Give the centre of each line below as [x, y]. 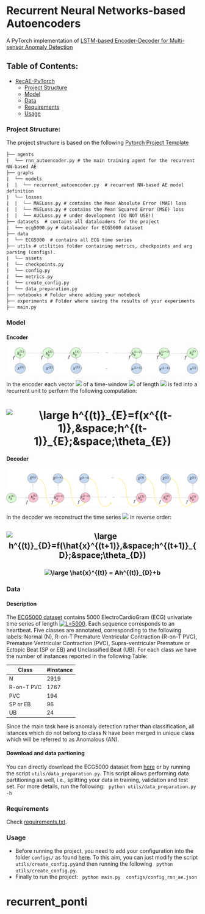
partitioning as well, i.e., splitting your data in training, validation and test [97, 780]
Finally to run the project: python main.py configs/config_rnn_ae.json [106, 877]
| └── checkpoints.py [35, 265]
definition [20, 191]
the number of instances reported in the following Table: [77, 656]
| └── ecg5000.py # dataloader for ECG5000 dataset [75, 228]
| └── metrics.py [30, 277]
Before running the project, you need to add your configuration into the [104, 851]
